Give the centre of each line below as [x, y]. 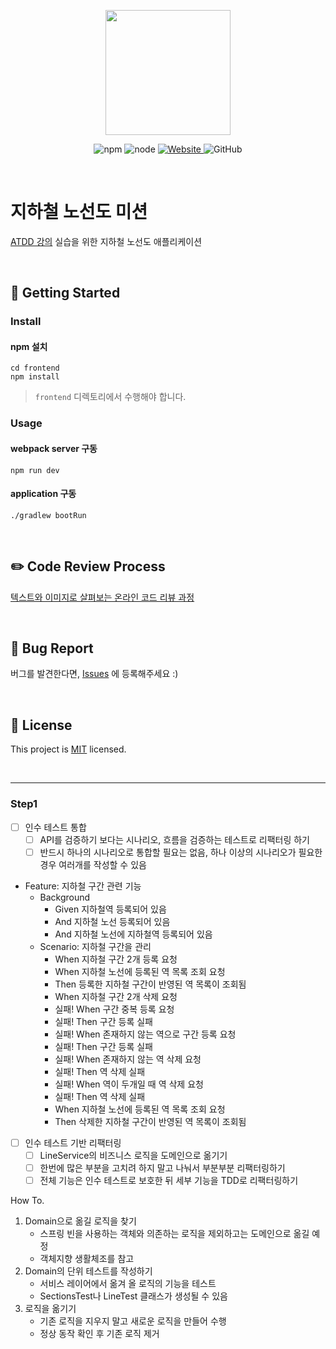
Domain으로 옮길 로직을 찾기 [80, 1221]
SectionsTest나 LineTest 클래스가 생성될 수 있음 [133, 1296]
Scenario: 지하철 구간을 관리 [95, 946]
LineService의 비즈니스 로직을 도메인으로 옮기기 [133, 1155]
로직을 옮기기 [50, 1308]
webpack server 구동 [54, 448]
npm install [35, 377]
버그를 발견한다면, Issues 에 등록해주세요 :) [94, 674]
